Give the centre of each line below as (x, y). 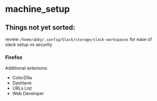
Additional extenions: (27, 68)
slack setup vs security (29, 45)
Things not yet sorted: (40, 27)
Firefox (14, 57)
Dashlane (22, 83)
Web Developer (28, 94)
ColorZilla (22, 78)
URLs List (22, 88)
